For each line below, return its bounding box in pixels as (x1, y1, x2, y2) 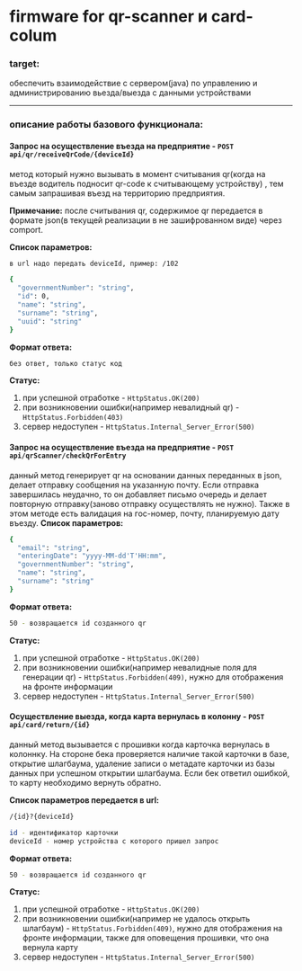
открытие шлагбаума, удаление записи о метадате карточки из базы (9, 758, 276, 769)
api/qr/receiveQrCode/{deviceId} (9, 150, 135, 159)
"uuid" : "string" (17, 316, 83, 325)
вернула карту (22, 942, 79, 953)
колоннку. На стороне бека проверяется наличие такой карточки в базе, (9, 748, 289, 759)
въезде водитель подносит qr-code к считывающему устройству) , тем (9, 178, 284, 189)
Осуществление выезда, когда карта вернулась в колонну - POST (9, 711, 265, 722)
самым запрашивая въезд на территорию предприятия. (9, 187, 226, 199)
